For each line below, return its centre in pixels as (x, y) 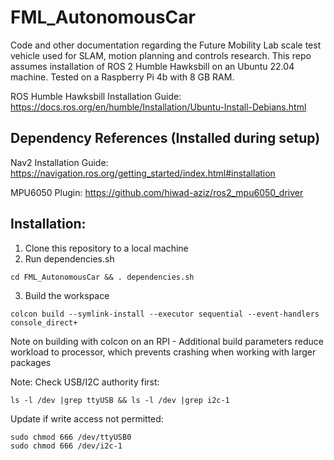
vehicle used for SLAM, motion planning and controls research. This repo (161, 55)
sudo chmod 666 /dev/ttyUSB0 (71, 437)
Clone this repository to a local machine (106, 248)
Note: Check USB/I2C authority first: (85, 382)
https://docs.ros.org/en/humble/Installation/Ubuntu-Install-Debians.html (158, 107)
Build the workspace (67, 295)
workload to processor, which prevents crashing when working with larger (163, 352)
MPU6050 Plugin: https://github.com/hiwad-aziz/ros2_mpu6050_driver (157, 192)
